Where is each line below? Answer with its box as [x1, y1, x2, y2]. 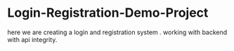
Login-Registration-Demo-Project [7, 5, 209, 21]
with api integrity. [7, 35, 58, 43]
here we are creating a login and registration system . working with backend [7, 28, 228, 36]
